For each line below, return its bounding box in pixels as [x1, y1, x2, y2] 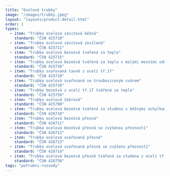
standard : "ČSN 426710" [14, 111, 65, 117]
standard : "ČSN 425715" [14, 54, 65, 60]
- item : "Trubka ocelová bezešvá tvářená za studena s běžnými [10, 107, 146, 112]
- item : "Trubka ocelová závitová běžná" [10, 31, 99, 36]
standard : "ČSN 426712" [14, 130, 65, 135]
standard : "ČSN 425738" [14, 83, 65, 88]
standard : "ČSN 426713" [14, 139, 65, 145]
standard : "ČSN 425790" [14, 102, 65, 107]
